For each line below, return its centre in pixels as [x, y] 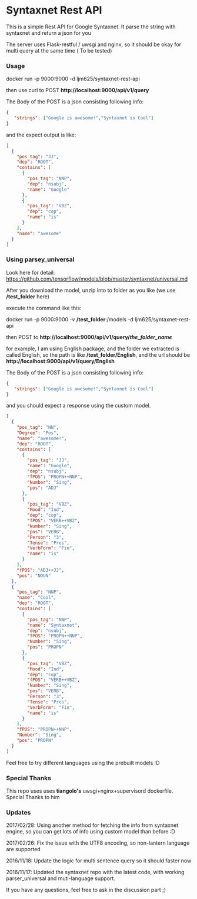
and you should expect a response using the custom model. [79, 406]
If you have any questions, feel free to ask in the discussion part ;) [86, 890]
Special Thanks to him [33, 797]
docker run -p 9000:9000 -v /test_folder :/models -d [70, 319]
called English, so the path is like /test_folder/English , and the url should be [98, 354]
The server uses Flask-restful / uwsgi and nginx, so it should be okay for [94, 44]
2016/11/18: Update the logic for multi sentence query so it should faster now [99, 861]
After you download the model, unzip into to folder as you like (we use [91, 290]
